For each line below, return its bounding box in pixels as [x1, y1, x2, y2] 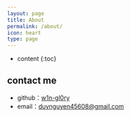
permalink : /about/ [7, 23, 63, 30]
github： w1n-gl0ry [16, 94, 70, 102]
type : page [7, 36, 38, 43]
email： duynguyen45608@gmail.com [16, 102, 124, 110]
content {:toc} [16, 54, 57, 63]
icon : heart [7, 29, 41, 36]
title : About [7, 17, 45, 23]
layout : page [7, 10, 45, 17]
